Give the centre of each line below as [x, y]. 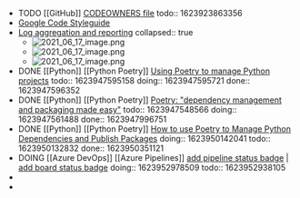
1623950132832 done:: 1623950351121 [91, 148]
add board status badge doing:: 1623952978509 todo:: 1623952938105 [152, 168]
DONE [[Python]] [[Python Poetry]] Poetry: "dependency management [150, 100]
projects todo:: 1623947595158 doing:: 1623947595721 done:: [134, 80]
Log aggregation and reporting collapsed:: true [105, 32]
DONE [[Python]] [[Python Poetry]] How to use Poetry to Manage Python [155, 129]
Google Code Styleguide [64, 23]
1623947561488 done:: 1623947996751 [92, 119]
